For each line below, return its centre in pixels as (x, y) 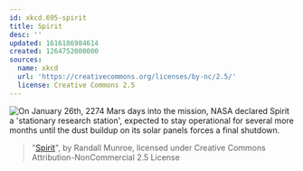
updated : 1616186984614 (54, 43)
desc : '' (26, 34)
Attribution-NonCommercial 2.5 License (106, 157)
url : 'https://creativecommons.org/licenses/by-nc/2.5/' (127, 77)
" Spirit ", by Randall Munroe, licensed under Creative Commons (149, 147)
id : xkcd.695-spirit (48, 18)
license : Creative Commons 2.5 (76, 85)
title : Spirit (36, 26)
